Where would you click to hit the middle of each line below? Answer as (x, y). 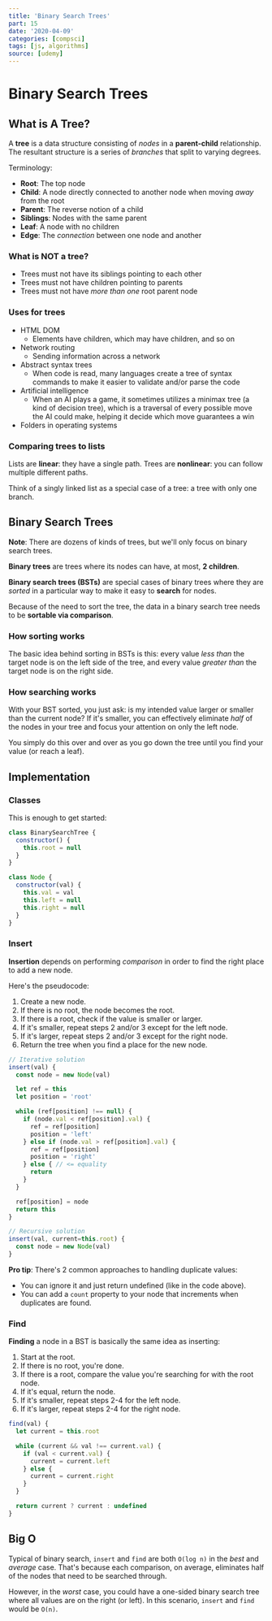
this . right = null (54, 908)
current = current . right (72, 1476)
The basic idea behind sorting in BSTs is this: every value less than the (127, 654)
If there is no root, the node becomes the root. (97, 1010)
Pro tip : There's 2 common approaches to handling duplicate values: (123, 1269)
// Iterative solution (47, 1060)
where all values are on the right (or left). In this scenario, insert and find (132, 1600)
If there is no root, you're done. (72, 1366)
